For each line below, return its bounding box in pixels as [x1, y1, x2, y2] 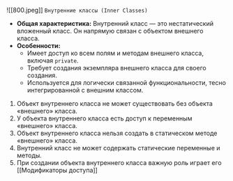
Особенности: [16, 42, 61, 49]
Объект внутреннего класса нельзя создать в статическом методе [16, 129, 218, 137]
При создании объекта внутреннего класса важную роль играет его [16, 159, 222, 166]
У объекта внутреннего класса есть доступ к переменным [16, 114, 193, 123]
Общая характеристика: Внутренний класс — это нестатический [16, 19, 214, 27]
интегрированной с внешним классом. [27, 86, 144, 94]
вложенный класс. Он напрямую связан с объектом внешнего [16, 27, 204, 35]
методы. [16, 151, 43, 159]
